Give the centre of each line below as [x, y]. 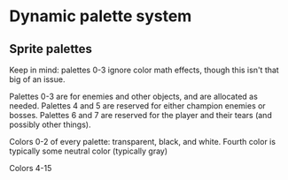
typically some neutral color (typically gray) [89, 151]
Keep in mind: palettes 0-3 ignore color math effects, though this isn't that [144, 70]
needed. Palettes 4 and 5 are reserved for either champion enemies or [137, 106]
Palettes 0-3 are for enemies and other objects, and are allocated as [134, 96]
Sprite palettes [51, 49]
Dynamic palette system [101, 16]
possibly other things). [50, 124]
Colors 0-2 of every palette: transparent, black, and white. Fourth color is [143, 142]
